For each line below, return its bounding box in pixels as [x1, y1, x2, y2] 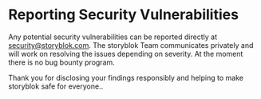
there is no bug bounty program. [8, 57, 116, 67]
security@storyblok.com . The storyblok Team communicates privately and [8, 40, 254, 49]
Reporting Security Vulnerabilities [8, 6, 239, 24]
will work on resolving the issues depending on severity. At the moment [8, 49, 243, 58]
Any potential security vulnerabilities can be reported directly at [8, 32, 218, 42]
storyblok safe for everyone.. [8, 81, 104, 91]
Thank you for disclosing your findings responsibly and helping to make [8, 73, 243, 82]
